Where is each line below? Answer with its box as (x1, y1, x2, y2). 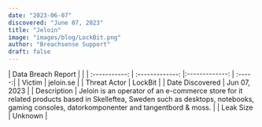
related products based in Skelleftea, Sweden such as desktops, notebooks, (8, 95, 254, 103)
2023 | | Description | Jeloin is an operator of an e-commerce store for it (8, 86, 243, 95)
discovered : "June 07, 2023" (8, 19, 104, 27)
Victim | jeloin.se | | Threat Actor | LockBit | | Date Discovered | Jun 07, (21, 78, 250, 87)
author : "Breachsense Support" (8, 41, 111, 49)
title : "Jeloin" (8, 26, 61, 34)
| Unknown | (8, 111, 48, 120)
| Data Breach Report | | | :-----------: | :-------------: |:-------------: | (8, 70, 234, 78)
